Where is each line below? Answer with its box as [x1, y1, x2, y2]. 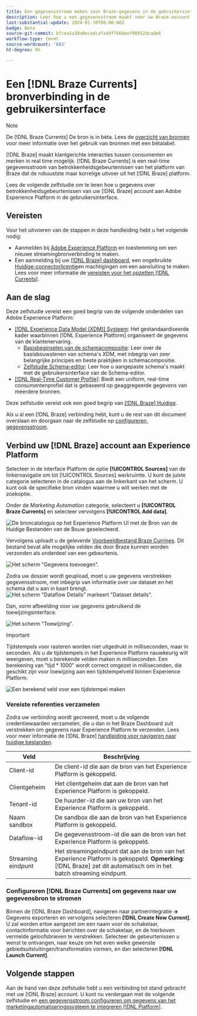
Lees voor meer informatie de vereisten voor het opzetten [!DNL [14, 269, 169, 276]
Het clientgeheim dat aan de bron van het [55, 779, 169, 788]
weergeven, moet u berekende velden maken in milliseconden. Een [6, 656, 168, 663]
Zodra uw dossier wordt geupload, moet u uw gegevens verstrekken [6, 572, 172, 580]
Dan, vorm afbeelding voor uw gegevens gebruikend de [6, 603, 141, 610]
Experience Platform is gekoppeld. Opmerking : [55, 855, 185, 863]
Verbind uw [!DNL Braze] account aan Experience [6, 440, 191, 450]
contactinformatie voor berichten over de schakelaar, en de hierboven [6, 927, 175, 934]
